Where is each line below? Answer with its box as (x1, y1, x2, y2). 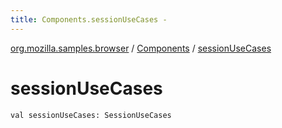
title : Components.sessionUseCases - (10, 14, 168, 25)
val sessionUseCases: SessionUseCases (10, 110, 172, 120)
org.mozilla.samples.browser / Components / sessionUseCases (10, 42, 272, 54)
